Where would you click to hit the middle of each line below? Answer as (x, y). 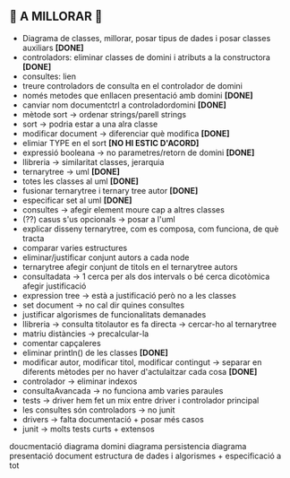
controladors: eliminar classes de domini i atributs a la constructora (146, 57)
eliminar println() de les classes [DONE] (95, 352)
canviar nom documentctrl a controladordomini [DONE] (124, 105)
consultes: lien (49, 76)
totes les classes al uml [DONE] (80, 181)
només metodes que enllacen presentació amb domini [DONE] (137, 95)
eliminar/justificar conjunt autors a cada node (106, 257)
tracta (33, 238)
